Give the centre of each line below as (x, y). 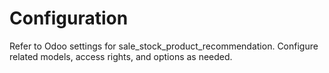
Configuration (69, 18)
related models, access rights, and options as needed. (121, 56)
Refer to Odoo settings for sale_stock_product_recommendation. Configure (164, 46)
